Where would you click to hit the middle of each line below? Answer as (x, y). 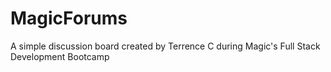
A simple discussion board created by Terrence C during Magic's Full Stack (165, 46)
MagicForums (69, 18)
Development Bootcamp (60, 56)
